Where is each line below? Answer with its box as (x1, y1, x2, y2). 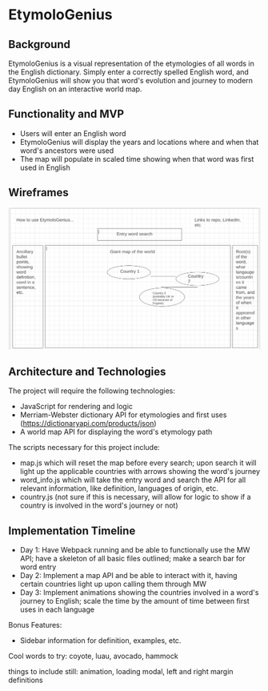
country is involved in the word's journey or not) (19, 500, 178, 510)
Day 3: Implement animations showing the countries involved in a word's (19, 588, 259, 597)
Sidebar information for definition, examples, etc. (19, 636, 182, 645)
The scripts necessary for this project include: (8, 443, 160, 452)
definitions (8, 675, 43, 685)
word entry (19, 562, 57, 572)
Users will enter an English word (19, 128, 126, 138)
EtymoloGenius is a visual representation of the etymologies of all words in (8, 58, 254, 68)
